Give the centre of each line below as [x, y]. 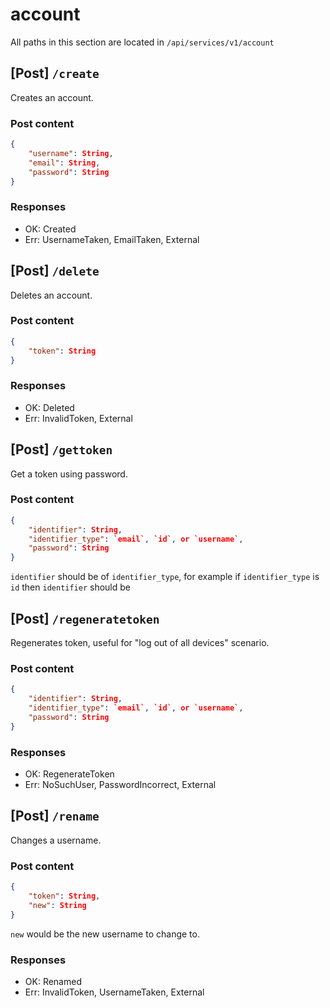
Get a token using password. [69, 474]
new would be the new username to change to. [105, 934]
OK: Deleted [49, 407]
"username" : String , [71, 153]
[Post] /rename [55, 816]
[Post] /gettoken [61, 449]
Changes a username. [56, 840]
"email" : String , [64, 163]
